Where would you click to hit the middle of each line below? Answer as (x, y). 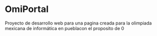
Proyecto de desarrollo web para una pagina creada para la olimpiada (78, 23)
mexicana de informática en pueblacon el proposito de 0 (64, 28)
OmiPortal (27, 9)
